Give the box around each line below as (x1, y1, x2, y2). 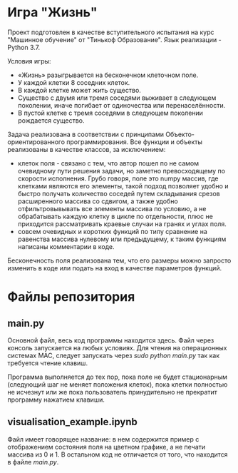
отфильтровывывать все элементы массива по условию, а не (17, 204, 207, 213)
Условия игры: (7, 56, 51, 65)
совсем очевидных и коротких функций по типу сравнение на (17, 227, 208, 235)
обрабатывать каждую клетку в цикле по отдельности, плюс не (17, 212, 214, 220)
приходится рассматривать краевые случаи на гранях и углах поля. (17, 219, 227, 228)
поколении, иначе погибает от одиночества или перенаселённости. (17, 101, 226, 109)
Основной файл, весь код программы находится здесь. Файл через (7, 336, 214, 345)
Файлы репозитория (7, 289, 135, 305)
